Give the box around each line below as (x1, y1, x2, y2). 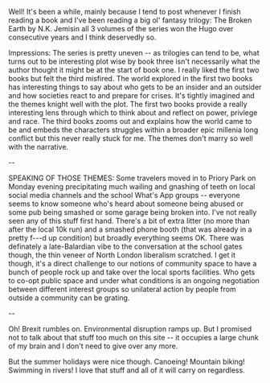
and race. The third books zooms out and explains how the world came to (8, 117, 252, 126)
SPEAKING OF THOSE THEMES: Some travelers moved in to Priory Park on (8, 173, 256, 183)
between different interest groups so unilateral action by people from (8, 285, 236, 294)
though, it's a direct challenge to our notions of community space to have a (8, 259, 257, 268)
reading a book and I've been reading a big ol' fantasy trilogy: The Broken (8, 15, 252, 25)
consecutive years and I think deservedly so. (8, 32, 157, 42)
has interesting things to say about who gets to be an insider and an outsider (8, 82, 262, 92)
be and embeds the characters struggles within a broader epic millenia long (8, 125, 259, 134)
